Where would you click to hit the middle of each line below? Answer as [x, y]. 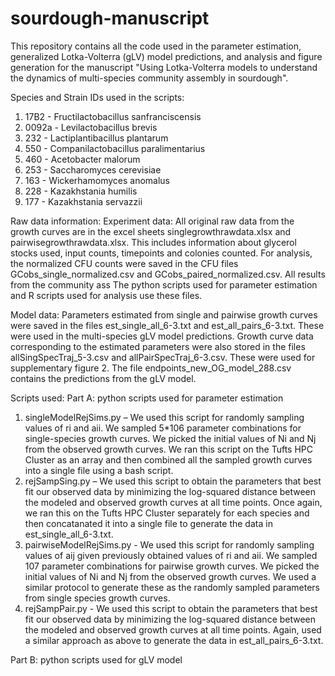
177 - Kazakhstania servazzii [83, 201]
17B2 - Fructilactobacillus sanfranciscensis [113, 116]
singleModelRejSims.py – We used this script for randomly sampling [164, 417]
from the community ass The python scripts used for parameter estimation [164, 284]
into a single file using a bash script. [99, 470]
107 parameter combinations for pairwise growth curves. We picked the [172, 566]
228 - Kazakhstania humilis [81, 191]
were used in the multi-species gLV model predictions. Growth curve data [162, 336]
